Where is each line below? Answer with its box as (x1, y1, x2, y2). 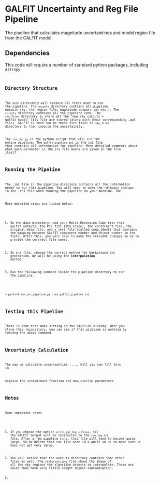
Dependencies (5, 49, 50, 57)
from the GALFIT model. (5, 35, 53, 41)
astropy (5, 67, 21, 72)
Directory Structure (5, 85, 58, 91)
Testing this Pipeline (5, 308, 63, 315)
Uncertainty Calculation (5, 347, 69, 353)
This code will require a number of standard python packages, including (5, 62, 148, 67)
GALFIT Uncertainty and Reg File (5, 3, 139, 15)
